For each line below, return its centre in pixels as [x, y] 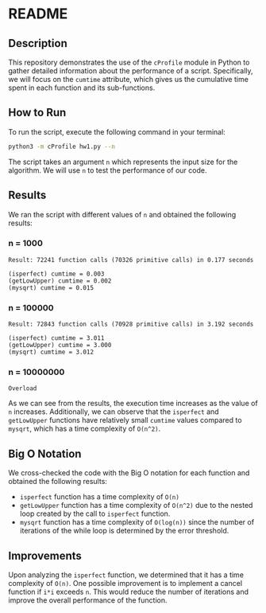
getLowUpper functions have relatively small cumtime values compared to [125, 420]
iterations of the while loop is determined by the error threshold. [124, 531]
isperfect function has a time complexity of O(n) [100, 497]
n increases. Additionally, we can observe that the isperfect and [114, 412]
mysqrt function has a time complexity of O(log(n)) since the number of [137, 522]
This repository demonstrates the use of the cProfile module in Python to [129, 62]
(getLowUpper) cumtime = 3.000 [60, 346]
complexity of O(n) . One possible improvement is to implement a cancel [125, 584]
